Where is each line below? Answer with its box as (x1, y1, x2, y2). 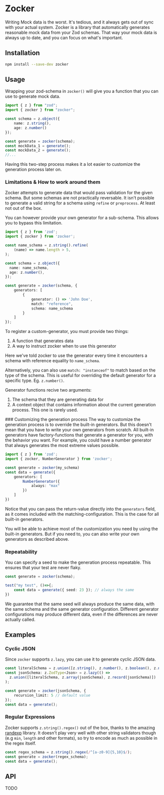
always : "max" (31, 484, 60, 488)
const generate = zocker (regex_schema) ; (5, 754, 89, 759)
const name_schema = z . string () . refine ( (5, 243, 89, 248)
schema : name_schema (31, 306, 73, 311)
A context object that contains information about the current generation (12, 402, 156, 408)
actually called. (5, 617, 36, 622)
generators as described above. (5, 536, 69, 542)
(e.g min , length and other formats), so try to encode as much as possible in (5, 735, 158, 741)
